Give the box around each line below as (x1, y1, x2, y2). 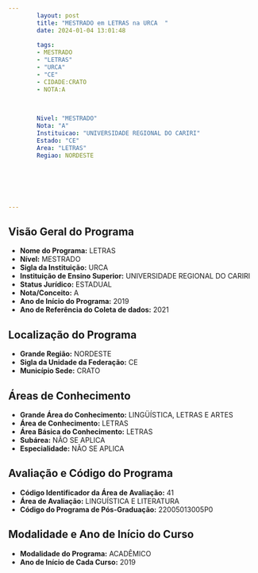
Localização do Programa (8, 328, 137, 341)
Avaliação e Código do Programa (8, 467, 173, 480)
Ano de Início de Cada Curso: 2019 (19, 557, 137, 567)
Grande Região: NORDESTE (19, 349, 112, 359)
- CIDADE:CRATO (37, 78, 87, 86)
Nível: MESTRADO (19, 255, 81, 264)
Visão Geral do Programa (8, 225, 135, 239)
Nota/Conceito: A (19, 288, 79, 298)
